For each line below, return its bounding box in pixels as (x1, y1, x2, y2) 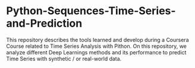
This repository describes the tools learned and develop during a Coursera (6, 36, 189, 43)
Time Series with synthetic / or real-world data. (6, 55, 122, 62)
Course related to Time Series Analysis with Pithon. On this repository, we (6, 43, 187, 50)
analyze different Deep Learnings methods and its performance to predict (6, 48, 187, 56)
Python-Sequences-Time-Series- (6, 4, 177, 18)
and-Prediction (6, 17, 83, 30)
